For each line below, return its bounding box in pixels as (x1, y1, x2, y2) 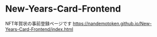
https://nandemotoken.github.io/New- (72, 20, 152, 26)
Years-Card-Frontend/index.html (5, 26, 73, 32)
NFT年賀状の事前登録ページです (5, 20, 72, 26)
